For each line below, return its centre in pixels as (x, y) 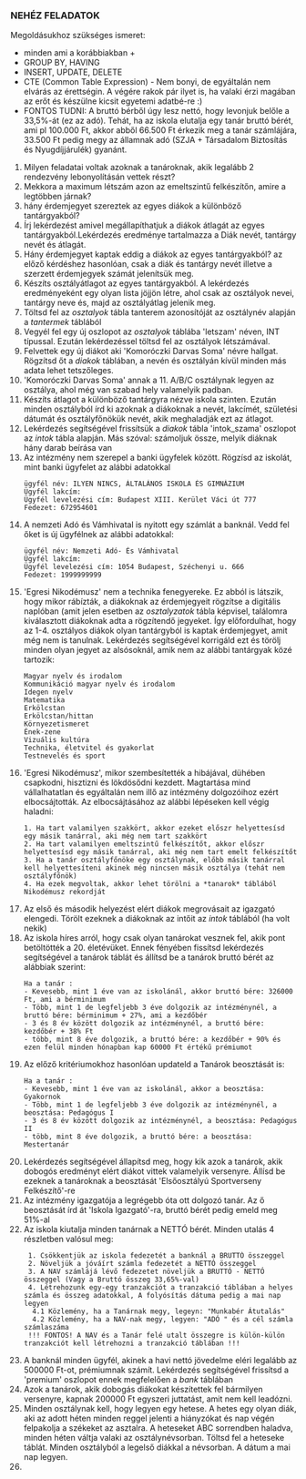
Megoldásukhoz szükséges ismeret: (78, 36)
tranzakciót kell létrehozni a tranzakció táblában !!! (132, 1343)
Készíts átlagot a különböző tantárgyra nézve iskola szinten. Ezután (150, 400)
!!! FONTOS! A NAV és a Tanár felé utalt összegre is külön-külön (156, 1336)
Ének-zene (42, 732)
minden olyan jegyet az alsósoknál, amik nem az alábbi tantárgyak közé (158, 650)
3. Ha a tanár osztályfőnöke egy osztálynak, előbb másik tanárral (154, 861)
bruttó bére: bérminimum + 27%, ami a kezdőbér (115, 1015)
